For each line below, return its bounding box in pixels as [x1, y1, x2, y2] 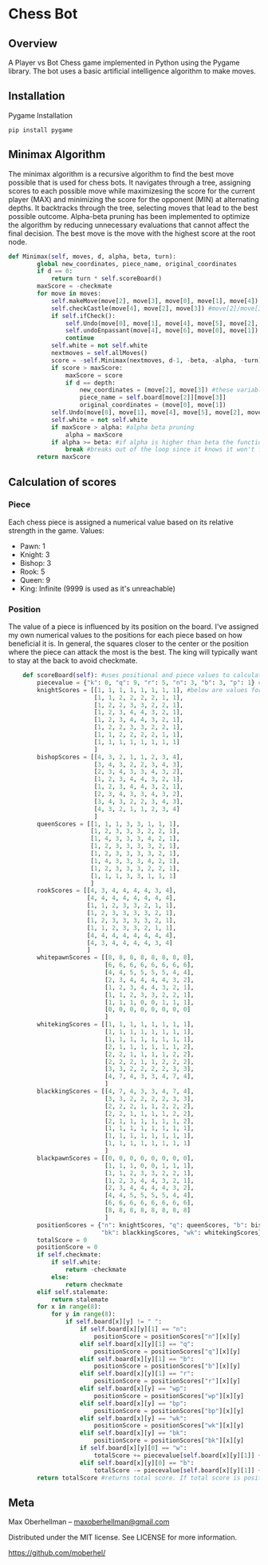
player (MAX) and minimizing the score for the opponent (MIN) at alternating [8, 194, 259, 204]
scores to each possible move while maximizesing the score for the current [8, 185, 255, 196]
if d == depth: [65, 379, 116, 387]
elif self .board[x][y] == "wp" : [79, 1384, 187, 1393]
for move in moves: [37, 289, 102, 297]
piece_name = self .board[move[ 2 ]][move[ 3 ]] [79, 393, 227, 402]
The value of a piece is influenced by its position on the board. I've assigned [8, 622, 259, 631]
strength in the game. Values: [8, 525, 105, 536]
